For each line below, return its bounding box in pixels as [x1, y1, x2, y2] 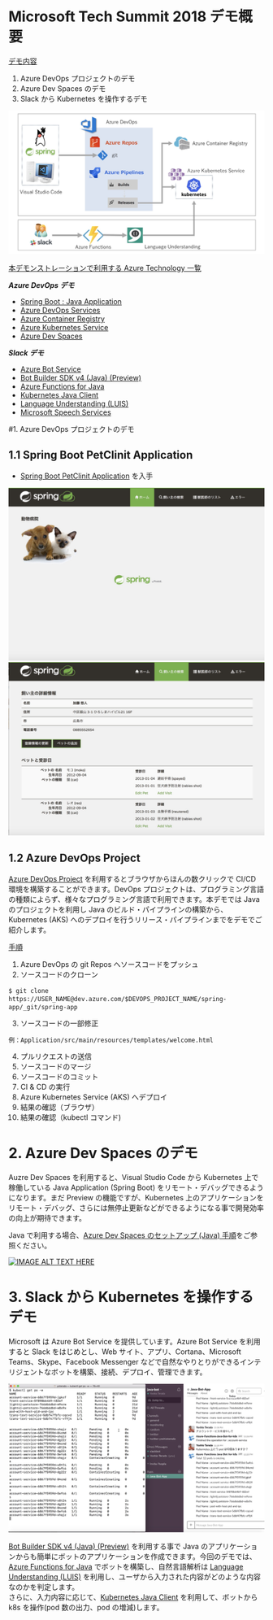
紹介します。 [8, 925, 51, 934]
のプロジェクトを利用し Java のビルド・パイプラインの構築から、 [8, 904, 228, 914]
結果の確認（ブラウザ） [19, 1102, 99, 1112]
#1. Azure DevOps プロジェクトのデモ [8, 424, 135, 433]
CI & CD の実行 [19, 1082, 71, 1091]
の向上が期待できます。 [8, 1213, 87, 1222]
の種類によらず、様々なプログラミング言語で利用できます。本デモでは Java [8, 894, 260, 904]
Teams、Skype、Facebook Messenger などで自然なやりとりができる [8, 1357, 240, 1366]
